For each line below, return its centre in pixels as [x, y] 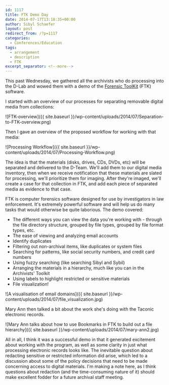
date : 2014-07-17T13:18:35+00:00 [40, 19]
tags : [11, 48]
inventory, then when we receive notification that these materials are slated [83, 173]
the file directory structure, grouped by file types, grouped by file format [88, 225]
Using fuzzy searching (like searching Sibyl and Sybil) [69, 263]
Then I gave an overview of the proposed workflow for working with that [80, 132]
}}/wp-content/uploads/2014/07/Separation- [117, 117]
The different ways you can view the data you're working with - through [87, 220]
